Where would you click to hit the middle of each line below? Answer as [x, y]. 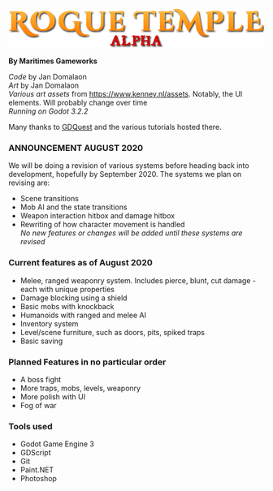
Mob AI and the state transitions [74, 207]
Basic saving [41, 341]
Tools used [30, 426]
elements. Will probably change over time [78, 103]
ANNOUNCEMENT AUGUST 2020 [76, 148]
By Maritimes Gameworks [53, 61]
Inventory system [49, 323]
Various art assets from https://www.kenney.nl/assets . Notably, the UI [126, 94]
